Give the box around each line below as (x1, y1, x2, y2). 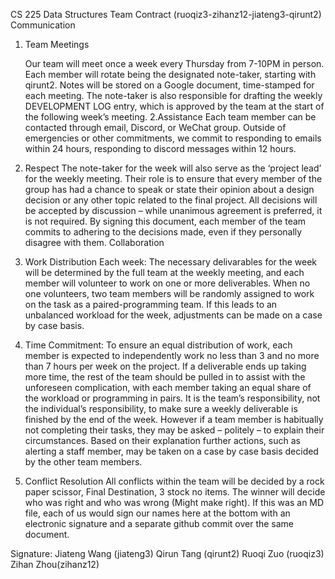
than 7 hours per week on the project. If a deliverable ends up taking (24, 360, 307, 372)
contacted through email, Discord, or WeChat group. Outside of (24, 122, 287, 133)
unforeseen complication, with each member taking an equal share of (24, 382, 312, 393)
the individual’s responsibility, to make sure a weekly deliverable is (24, 403, 298, 414)
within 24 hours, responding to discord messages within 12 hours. (24, 143, 297, 154)
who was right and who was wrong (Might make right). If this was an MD (24, 497, 325, 508)
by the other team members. (24, 456, 143, 468)
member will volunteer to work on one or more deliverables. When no (24, 277, 311, 289)
